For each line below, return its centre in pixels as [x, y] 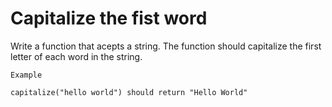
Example [26, 75]
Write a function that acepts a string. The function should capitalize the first [166, 46]
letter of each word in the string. [76, 56]
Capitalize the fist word [109, 18]
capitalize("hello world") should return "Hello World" [129, 92]
